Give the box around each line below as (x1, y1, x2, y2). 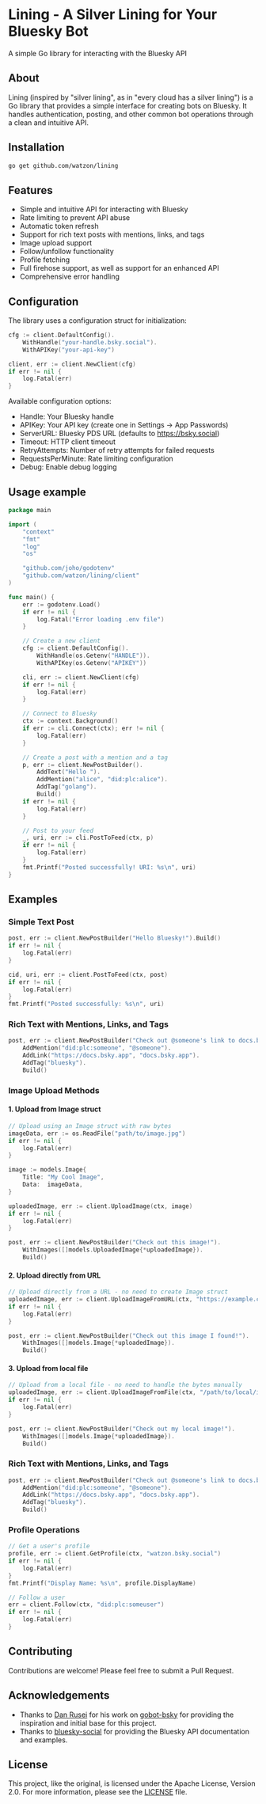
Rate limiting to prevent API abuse (19, 213, 131, 222)
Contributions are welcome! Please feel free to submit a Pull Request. (8, 1665, 234, 1675)
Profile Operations (8, 1524, 81, 1535)
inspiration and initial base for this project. (19, 1718, 157, 1727)
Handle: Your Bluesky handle (19, 412, 115, 421)
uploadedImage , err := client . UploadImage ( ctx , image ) (8, 1202, 193, 1210)
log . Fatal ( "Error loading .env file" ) (36, 615, 165, 623)
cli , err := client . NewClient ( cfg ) (22, 673, 140, 682)
